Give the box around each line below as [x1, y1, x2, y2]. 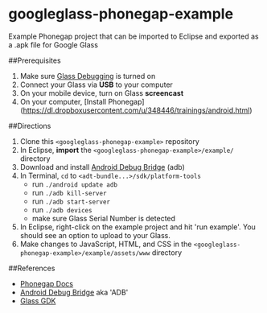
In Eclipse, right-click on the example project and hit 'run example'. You [19, 222, 256, 232]
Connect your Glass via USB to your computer [19, 80, 173, 89]
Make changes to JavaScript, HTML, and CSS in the [19, 239, 192, 249]
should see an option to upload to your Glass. [19, 230, 170, 240]
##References [8, 263, 55, 273]
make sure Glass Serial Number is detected [31, 213, 175, 223]
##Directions [8, 121, 51, 130]
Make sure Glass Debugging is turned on [19, 71, 156, 80]
